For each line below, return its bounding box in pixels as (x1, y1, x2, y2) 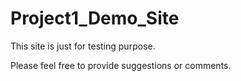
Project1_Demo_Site (10, 7, 180, 30)
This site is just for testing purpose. (10, 40, 156, 52)
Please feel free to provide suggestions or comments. (10, 59, 232, 71)
